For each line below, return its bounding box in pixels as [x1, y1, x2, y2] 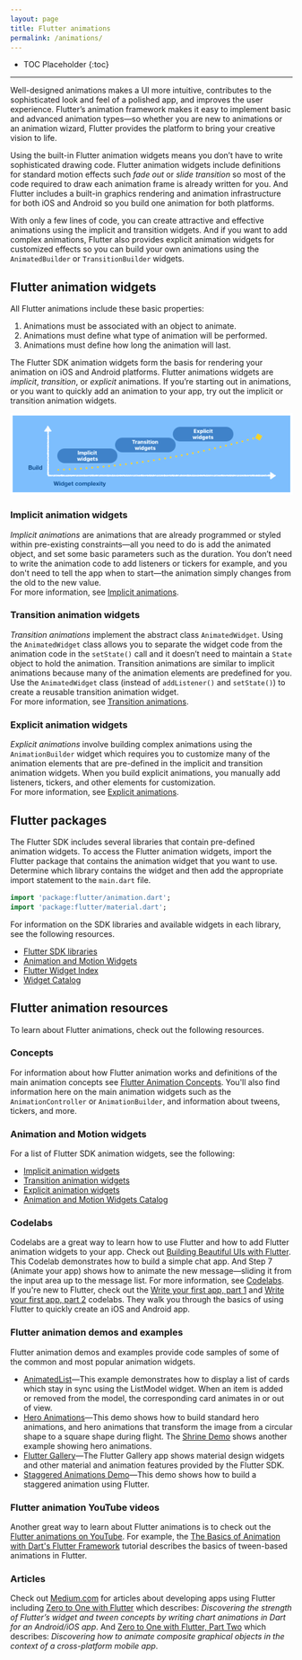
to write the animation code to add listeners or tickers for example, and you [10, 558, 288, 569]
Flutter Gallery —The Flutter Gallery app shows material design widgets [22, 1450, 285, 1461]
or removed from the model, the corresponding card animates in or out [22, 1392, 285, 1403]
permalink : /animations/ [10, 33, 103, 42]
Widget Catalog [22, 975, 82, 985]
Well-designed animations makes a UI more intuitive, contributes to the [10, 85, 272, 96]
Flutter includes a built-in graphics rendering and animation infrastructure [10, 189, 281, 199]
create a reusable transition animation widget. [10, 686, 179, 697]
